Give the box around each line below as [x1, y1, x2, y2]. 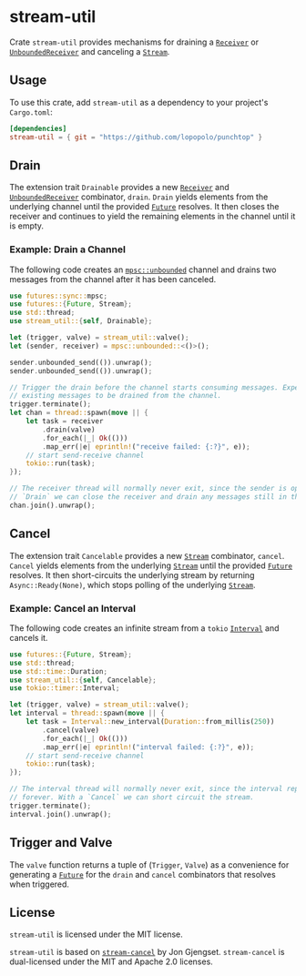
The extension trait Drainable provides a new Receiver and [9, 182, 229, 193]
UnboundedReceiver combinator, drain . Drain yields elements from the [9, 191, 269, 202]
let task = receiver [25, 417, 104, 426]
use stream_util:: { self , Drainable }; [9, 317, 153, 326]
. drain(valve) [42, 425, 96, 434]
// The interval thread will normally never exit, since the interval [9, 785, 283, 794]
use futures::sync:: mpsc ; [9, 291, 107, 300]
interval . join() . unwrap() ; [9, 809, 112, 818]
